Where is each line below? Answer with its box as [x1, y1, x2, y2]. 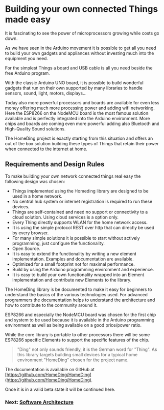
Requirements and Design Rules [5, 160, 105, 168]
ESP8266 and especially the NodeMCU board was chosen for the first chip [5, 312, 156, 317]
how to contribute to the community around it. [5, 302, 98, 308]
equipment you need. [5, 55, 48, 61]
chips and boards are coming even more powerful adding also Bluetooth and [5, 121, 160, 126]
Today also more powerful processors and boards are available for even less [5, 99, 160, 105]
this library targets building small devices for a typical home [17, 351, 138, 357]
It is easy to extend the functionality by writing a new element [12, 251, 137, 256]
